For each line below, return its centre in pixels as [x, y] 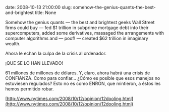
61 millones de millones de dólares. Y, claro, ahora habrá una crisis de [78, 73]
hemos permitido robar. [30, 89]
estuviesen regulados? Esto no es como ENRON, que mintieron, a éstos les [83, 83]
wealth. [13, 44]
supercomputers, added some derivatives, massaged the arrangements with [84, 33]
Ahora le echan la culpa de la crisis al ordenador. [56, 53]
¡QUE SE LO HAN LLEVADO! [34, 63]
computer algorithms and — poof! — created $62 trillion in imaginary [77, 38]
